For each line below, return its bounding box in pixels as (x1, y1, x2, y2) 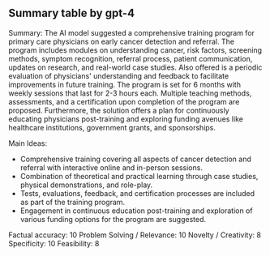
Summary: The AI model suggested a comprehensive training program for (8, 28, 255, 37)
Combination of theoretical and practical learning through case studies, (19, 171, 259, 181)
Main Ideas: (8, 138, 48, 148)
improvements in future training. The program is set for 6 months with (8, 79, 242, 89)
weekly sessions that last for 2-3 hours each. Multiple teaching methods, (8, 88, 252, 98)
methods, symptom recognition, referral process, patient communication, (8, 53, 253, 63)
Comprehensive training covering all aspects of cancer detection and (19, 154, 251, 164)
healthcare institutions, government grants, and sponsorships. (8, 122, 216, 132)
